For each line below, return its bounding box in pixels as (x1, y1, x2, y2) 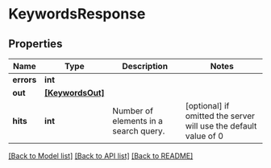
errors (12, 74, 37, 85)
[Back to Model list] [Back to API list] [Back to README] (8, 151, 194, 161)
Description (122, 61, 168, 72)
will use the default (185, 121, 257, 131)
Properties (8, 37, 63, 51)
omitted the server (185, 110, 256, 121)
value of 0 (185, 130, 224, 141)
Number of (112, 105, 153, 117)
